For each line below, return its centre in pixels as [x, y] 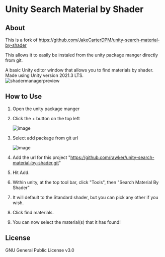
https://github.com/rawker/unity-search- [112, 157]
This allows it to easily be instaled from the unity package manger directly [82, 55]
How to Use [24, 97]
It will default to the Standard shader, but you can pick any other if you [85, 197]
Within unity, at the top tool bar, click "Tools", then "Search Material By [86, 182]
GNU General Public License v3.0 [40, 250]
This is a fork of [21, 40]
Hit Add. [21, 173]
